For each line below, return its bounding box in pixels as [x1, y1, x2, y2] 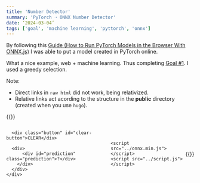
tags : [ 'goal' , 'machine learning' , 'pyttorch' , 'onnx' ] [6, 25, 151, 32]
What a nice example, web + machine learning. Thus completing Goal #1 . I [6, 60, 189, 67]
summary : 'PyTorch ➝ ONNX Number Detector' [6, 14, 116, 20]
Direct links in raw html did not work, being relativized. [14, 89, 149, 96]
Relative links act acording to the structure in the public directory [14, 95, 175, 103]
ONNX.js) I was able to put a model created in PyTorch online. [6, 48, 158, 55]
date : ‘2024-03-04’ [6, 20, 55, 26]
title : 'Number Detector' [6, 8, 70, 15]
